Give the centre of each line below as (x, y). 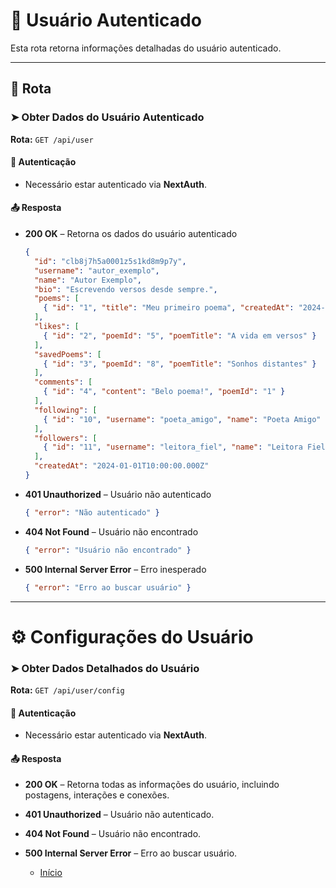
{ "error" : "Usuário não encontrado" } (108, 550)
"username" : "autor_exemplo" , (97, 270)
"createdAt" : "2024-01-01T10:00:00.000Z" (122, 466)
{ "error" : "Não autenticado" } (92, 512)
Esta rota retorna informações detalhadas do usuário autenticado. (146, 48)
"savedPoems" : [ (68, 354)
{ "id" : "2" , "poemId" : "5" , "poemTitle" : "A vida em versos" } (180, 335)
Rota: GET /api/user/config (67, 690)
